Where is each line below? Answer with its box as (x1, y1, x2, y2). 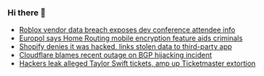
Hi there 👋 (7, 7, 47, 18)
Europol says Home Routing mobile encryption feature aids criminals (18, 33, 243, 43)
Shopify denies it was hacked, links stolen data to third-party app (18, 42, 232, 51)
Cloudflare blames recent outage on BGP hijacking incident (18, 51, 212, 60)
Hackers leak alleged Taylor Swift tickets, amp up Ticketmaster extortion (18, 59, 256, 68)
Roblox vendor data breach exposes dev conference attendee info (18, 25, 235, 35)
